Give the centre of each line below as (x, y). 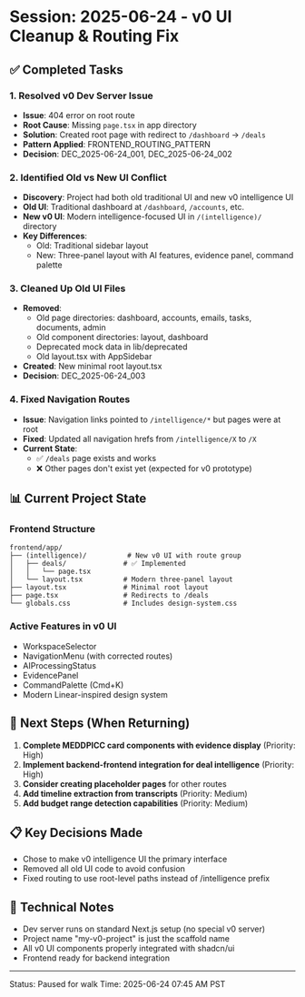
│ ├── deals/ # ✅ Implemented (98, 564)
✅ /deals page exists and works (96, 458)
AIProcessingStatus (59, 665)
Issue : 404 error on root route (79, 115)
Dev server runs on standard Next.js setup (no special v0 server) (144, 929)
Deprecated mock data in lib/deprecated (112, 347)
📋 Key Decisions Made (76, 833)
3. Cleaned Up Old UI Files (68, 288)
